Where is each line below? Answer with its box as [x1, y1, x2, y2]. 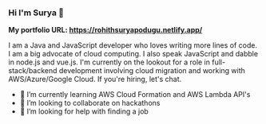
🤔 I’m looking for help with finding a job [19, 107, 149, 116]
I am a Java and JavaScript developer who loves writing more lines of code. [8, 41, 258, 50]
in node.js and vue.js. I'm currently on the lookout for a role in [8, 57, 210, 67]
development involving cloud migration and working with [58, 66, 246, 76]
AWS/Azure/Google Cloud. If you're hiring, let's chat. [8, 75, 182, 84]
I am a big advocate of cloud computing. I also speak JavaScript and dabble [8, 49, 258, 59]
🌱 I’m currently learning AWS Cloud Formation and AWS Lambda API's [19, 90, 251, 99]
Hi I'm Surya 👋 [8, 7, 65, 18]
